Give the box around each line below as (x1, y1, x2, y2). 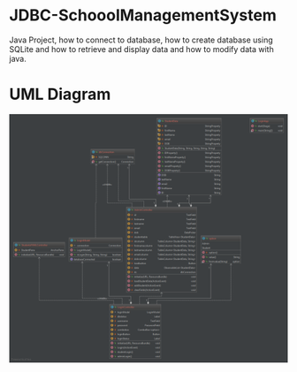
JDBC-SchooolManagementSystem (9, 5, 277, 26)
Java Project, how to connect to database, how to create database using (9, 34, 273, 45)
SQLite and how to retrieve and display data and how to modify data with (9, 43, 274, 54)
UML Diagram (9, 85, 111, 104)
